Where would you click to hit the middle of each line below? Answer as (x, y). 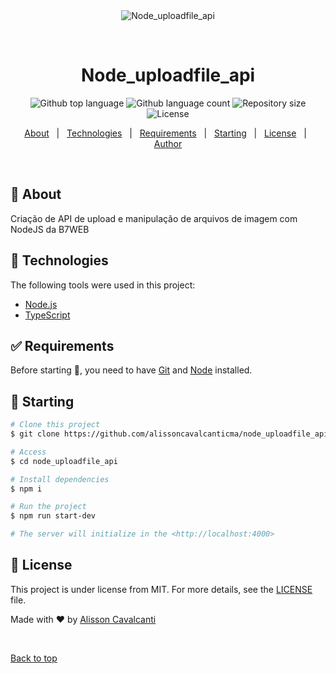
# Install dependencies (60, 479)
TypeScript (47, 315)
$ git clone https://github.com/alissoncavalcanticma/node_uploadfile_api (169, 434)
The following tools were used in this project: (103, 285)
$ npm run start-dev (53, 516)
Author (168, 143)
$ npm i (26, 489)
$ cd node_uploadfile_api (64, 461)
